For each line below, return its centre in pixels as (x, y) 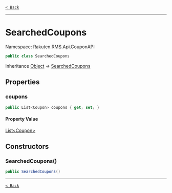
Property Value (22, 119)
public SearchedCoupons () (33, 172)
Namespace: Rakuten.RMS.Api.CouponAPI (50, 47)
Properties (23, 82)
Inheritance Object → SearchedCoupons (48, 66)
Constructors (27, 146)
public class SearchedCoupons (38, 56)
